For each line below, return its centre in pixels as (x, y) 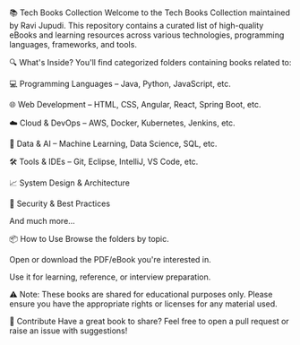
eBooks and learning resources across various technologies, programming (147, 35)
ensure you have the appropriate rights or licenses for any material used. (143, 304)
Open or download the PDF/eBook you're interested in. (111, 259)
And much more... (43, 221)
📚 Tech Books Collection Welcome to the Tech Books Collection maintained (150, 13)
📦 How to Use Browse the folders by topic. (90, 239)
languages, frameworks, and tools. (73, 44)
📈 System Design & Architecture (69, 183)
